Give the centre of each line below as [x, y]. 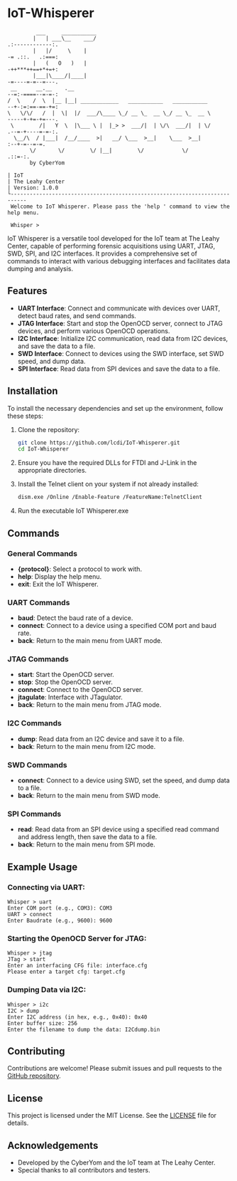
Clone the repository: [49, 429]
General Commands [43, 553]
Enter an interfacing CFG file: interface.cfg [77, 966]
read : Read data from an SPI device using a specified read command [118, 829]
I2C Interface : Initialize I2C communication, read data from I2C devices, [123, 338]
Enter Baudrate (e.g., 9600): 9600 [60, 921]
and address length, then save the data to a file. [87, 837]
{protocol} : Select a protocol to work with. [80, 569]
